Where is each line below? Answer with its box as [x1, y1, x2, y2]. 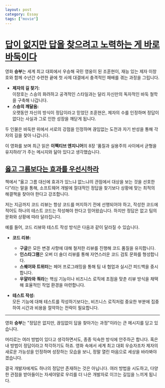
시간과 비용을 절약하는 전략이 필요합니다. [21, 305, 99, 311]
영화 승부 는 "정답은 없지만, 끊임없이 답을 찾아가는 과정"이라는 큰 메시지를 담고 [5, 320, 153, 326]
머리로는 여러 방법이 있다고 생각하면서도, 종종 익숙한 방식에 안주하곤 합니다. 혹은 [5, 336, 159, 342]
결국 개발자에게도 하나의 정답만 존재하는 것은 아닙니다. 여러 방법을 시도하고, [5, 365, 149, 371]
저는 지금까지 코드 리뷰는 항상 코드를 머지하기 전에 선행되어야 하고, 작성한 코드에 [5, 202, 159, 208]
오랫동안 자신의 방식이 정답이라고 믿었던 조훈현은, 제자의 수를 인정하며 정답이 [12, 110, 160, 116]
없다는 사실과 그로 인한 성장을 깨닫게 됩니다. [12, 116, 97, 122]
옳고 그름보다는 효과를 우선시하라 [5, 165, 99, 173]
